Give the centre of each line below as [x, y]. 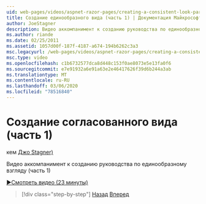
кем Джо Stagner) [30, 152]
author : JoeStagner [31, 23]
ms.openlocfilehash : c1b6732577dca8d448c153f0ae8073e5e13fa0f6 [89, 63]
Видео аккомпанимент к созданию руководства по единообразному [97, 164]
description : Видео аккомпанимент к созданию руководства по [86, 29]
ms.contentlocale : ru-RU [38, 80]
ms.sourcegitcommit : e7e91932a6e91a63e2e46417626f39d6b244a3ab [89, 69]
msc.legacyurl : [26, 52]
